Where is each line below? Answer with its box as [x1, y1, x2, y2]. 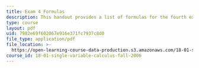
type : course [6, 20, 38, 25]
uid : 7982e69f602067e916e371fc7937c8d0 [6, 31, 105, 37]
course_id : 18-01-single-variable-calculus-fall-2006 [6, 53, 142, 59]
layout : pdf [6, 25, 36, 31]
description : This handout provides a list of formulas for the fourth [6, 14, 187, 20]
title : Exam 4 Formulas [6, 8, 65, 15]
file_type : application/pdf [6, 36, 76, 42]
